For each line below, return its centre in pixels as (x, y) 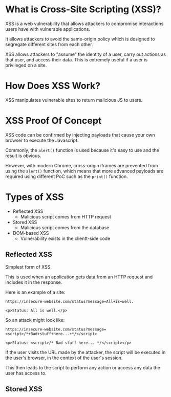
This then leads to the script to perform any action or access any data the (83, 367)
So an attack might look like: (35, 320)
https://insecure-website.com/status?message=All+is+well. (70, 301)
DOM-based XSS (31, 233)
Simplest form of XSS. (29, 267)
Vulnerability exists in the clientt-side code (65, 238)
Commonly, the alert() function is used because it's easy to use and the (82, 150)
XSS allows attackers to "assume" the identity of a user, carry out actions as (86, 54)
